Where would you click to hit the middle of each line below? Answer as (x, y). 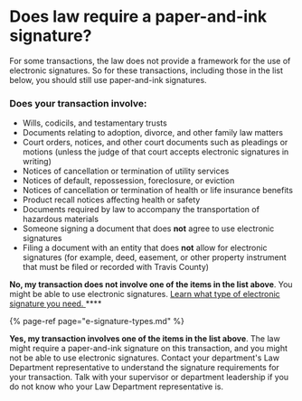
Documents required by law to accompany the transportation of (141, 210)
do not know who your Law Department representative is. (117, 387)
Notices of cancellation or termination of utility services (126, 171)
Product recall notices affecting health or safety (111, 200)
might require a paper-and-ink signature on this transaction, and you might (148, 349)
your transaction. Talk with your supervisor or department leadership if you (149, 378)
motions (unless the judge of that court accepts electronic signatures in (156, 152)
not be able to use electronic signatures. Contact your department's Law (145, 358)
